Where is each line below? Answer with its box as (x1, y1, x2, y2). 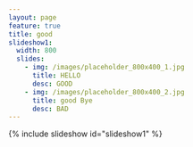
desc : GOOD (31, 79, 73, 88)
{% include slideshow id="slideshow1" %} (8, 128, 163, 139)
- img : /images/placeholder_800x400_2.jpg (24, 87, 185, 96)
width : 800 (16, 46, 57, 55)
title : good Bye (31, 95, 93, 105)
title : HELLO (31, 71, 81, 80)
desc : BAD (31, 104, 69, 113)
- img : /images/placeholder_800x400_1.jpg (24, 63, 185, 72)
